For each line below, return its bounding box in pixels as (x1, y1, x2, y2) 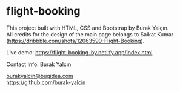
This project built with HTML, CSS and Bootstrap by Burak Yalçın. (6, 24, 169, 31)
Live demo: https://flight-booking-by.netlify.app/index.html (6, 48, 153, 56)
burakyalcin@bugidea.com (6, 72, 74, 79)
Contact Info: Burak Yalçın (6, 61, 72, 68)
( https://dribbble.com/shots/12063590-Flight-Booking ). (6, 37, 145, 44)
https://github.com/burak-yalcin (6, 79, 86, 86)
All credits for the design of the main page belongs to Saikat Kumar (6, 30, 174, 38)
